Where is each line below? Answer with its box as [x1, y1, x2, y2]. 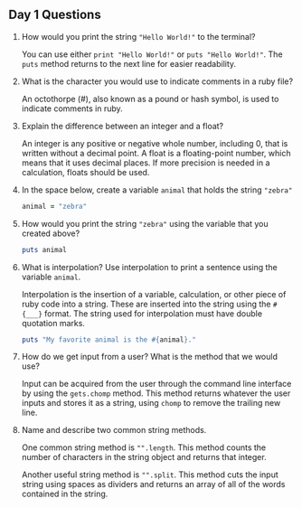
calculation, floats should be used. [21, 166, 150, 177]
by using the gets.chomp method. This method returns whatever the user [21, 388, 291, 399]
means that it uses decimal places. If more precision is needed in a [21, 157, 270, 168]
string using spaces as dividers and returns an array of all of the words [21, 479, 286, 490]
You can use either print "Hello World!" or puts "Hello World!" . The [21, 49, 283, 60]
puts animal [21, 245, 67, 254]
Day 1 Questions [8, 7, 101, 23]
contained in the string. [21, 488, 109, 500]
